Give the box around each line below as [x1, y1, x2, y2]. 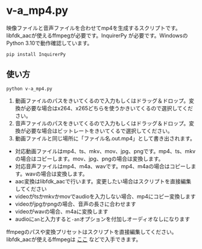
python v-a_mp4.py [6, 86, 52, 92]
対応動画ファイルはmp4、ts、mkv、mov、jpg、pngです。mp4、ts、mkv [14, 147, 196, 154]
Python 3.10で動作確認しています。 [6, 39, 93, 46]
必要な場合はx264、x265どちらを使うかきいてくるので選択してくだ [25, 104, 193, 112]
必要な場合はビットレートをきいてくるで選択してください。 [25, 127, 173, 134]
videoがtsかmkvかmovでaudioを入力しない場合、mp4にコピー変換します [14, 192, 196, 200]
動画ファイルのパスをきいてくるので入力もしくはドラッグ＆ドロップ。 [14, 97, 189, 104]
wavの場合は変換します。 [25, 170, 88, 177]
